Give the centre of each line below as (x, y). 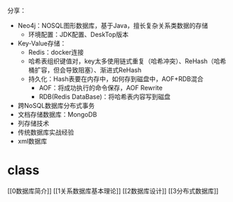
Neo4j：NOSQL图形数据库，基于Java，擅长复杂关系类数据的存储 (113, 26)
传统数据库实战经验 (46, 132)
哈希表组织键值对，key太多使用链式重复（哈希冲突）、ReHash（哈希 (127, 61)
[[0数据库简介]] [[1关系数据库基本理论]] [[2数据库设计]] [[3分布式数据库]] (113, 191)
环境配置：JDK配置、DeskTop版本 (78, 34)
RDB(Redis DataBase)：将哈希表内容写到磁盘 (105, 97)
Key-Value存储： (42, 43)
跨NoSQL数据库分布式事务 (56, 106)
